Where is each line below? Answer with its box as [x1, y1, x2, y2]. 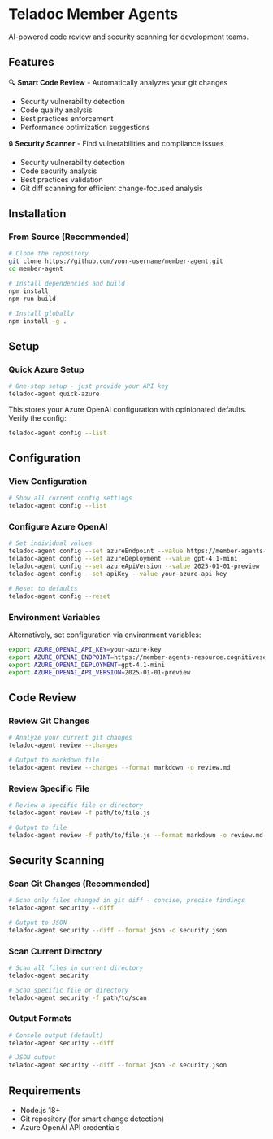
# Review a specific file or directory [8, 801, 144, 810]
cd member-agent [8, 265, 63, 273]
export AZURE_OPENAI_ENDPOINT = [8, 652, 115, 661]
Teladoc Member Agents [8, 5, 179, 24]
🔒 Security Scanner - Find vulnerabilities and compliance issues [8, 138, 225, 148]
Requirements [8, 1084, 81, 1098]
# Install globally [8, 309, 75, 317]
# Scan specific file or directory [8, 986, 129, 994]
